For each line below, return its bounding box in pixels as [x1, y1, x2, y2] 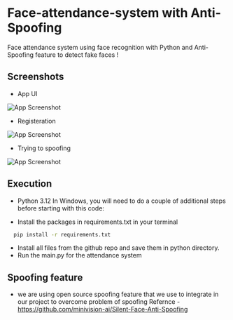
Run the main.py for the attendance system [17, 251, 142, 260]
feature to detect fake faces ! [34, 51, 119, 59]
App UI [17, 89, 38, 98]
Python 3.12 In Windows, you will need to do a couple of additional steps [17, 196, 226, 205]
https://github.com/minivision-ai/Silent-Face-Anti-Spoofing [17, 305, 188, 314]
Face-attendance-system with [7, 5, 188, 21]
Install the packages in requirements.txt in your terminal [17, 218, 178, 226]
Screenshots [7, 71, 64, 83]
